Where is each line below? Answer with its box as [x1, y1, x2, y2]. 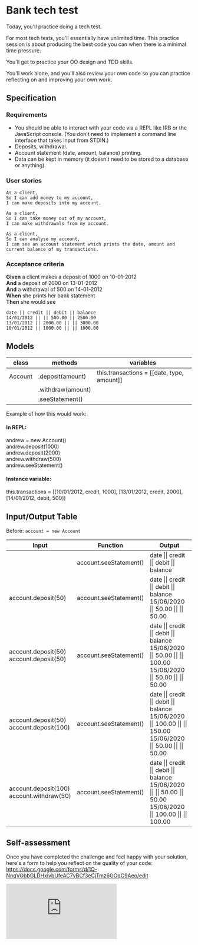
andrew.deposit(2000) [6, 449, 61, 456]
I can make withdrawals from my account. [6, 220, 110, 227]
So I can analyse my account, [6, 236, 81, 242]
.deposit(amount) [38, 372, 87, 380]
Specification [6, 93, 57, 103]
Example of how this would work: [6, 410, 87, 417]
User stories [6, 176, 42, 184]
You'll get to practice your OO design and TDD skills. [6, 58, 134, 65]
